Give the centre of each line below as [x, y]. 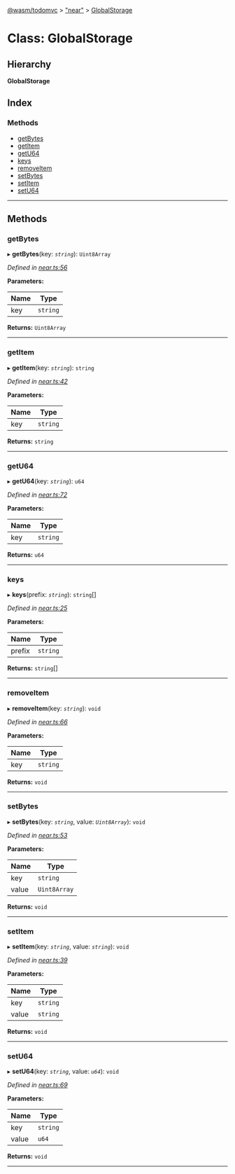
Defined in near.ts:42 [38, 381]
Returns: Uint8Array [37, 328]
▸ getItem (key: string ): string [51, 368]
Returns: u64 [26, 554]
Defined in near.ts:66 [37, 721]
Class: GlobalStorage [70, 39]
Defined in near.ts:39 [37, 960]
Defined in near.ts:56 [37, 268]
